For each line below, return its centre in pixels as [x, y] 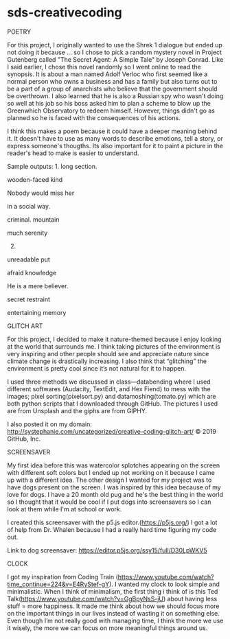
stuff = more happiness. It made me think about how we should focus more [113, 606]
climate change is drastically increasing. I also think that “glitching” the [107, 361]
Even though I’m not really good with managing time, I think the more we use [115, 620]
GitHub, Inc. [24, 439]
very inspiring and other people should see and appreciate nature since [108, 353]
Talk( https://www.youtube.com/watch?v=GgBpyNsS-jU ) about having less [112, 599]
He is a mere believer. [38, 286]
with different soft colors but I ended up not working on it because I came [111, 472]
